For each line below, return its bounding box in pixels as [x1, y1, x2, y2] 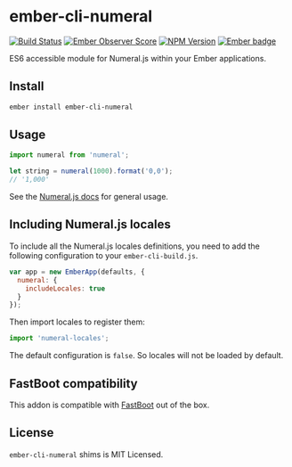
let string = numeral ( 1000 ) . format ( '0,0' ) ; [9, 167, 174, 176]
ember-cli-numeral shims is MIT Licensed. [9, 448, 164, 460]
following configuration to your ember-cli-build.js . [9, 250, 199, 260]
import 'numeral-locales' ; [9, 334, 109, 343]
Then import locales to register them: [9, 316, 145, 327]
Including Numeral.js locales [9, 217, 171, 233]
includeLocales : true [25, 283, 105, 293]
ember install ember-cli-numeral [9, 102, 134, 111]
